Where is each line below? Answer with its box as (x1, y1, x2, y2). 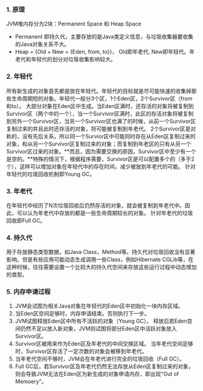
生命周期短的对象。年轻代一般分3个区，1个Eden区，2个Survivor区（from (11, 95, 193, 102)
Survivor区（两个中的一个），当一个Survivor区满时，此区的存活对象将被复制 (6, 110, 194, 117)
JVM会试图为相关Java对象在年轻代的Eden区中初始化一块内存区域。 (14, 302, 184, 309)
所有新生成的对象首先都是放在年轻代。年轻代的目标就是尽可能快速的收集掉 (6, 87, 192, 94)
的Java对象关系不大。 (14, 40, 70, 48)
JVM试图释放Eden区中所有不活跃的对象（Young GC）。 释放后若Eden (14, 317, 187, 325)
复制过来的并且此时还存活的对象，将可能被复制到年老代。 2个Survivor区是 (6, 125, 191, 132)
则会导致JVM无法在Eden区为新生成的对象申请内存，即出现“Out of (14, 370, 179, 378)
